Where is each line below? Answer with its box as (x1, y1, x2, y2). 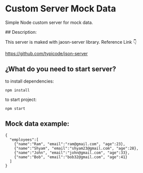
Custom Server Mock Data (5, 3, 116, 14)
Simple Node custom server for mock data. (5, 19, 93, 25)
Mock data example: (5, 120, 70, 128)
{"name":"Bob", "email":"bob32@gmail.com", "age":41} (14, 155, 128, 160)
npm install (5, 87, 30, 92)
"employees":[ (9, 137, 39, 142)
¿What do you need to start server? (5, 65, 116, 74)
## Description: (5, 29, 37, 35)
